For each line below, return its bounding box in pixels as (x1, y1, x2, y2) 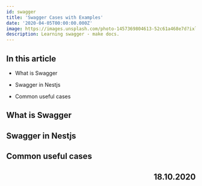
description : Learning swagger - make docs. (6, 31, 120, 37)
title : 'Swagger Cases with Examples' (6, 14, 103, 20)
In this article (6, 54, 57, 64)
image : (6, 25, 23, 32)
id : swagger (6, 8, 36, 15)
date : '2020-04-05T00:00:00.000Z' (6, 20, 93, 26)
